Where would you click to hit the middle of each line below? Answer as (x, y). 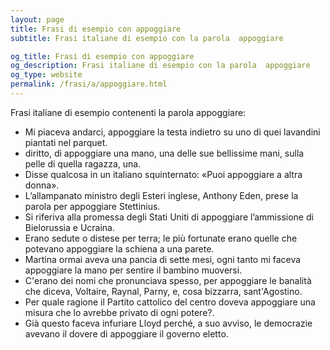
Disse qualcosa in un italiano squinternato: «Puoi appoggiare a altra (163, 174)
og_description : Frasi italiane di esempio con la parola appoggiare (160, 66)
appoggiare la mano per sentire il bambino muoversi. (133, 270)
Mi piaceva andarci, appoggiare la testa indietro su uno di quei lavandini (172, 132)
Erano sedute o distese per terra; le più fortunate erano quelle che (161, 238)
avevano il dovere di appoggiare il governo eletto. (126, 333)
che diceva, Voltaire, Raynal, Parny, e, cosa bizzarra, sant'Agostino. (163, 291)
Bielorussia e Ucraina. (70, 227)
